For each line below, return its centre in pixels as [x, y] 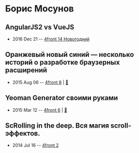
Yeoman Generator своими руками [62, 98]
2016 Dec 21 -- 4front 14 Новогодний [51, 39]
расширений [26, 70]
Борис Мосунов [40, 9]
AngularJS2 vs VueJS [40, 27]
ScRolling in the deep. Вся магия [57, 126]
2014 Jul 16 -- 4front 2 [35, 146]
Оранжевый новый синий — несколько [70, 55]
